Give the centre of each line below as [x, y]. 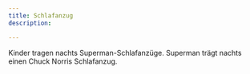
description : [30, 23]
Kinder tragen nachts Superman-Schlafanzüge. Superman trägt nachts [125, 53]
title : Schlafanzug [41, 16]
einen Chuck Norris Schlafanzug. [63, 61]
